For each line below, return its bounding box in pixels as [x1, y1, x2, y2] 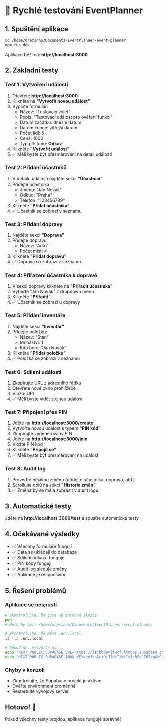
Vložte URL [12, 390, 36, 396]
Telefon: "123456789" [19, 197, 65, 203]
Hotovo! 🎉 [5, 703, 36, 711]
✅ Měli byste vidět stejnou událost [12, 396, 83, 402]
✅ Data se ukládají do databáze [12, 549, 77, 555]
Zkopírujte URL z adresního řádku [12, 380, 81, 386]
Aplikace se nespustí [5, 601, 57, 608]
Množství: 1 [19, 339, 43, 345]
